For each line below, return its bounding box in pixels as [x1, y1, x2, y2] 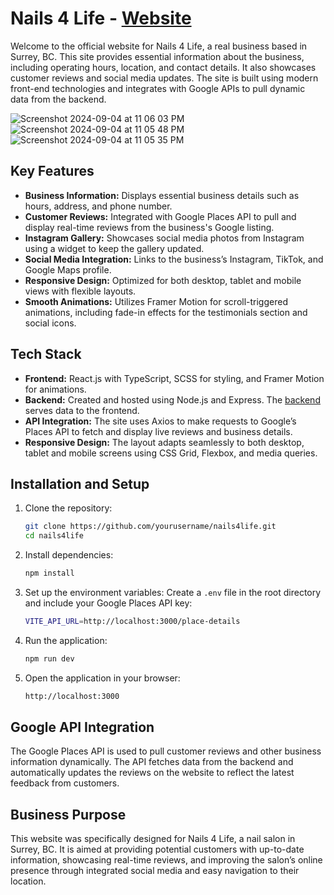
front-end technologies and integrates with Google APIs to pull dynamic [10, 82, 306, 94]
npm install [24, 568, 75, 579]
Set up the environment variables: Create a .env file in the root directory [24, 587, 322, 598]
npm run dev [24, 653, 75, 664]
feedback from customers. [10, 777, 120, 789]
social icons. [24, 317, 77, 329]
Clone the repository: [24, 502, 113, 514]
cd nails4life [24, 531, 84, 541]
